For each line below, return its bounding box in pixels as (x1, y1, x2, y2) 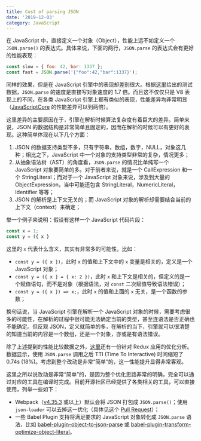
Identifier (14, 189, 38, 196)
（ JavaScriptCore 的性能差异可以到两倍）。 (6, 103, 112, 111)
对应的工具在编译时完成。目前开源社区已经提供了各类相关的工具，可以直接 (11, 378, 195, 385)
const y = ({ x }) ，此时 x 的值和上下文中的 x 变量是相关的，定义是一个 (14, 258, 193, 265)
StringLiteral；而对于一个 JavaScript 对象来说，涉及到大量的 (22, 174, 170, 181)
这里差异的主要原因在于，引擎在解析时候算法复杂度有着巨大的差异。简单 (6, 116, 184, 123)
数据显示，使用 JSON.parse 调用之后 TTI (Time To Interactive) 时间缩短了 (6, 350, 184, 357)
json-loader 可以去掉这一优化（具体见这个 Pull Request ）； (14, 406, 160, 413)
